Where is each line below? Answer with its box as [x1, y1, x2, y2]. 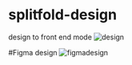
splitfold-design [8, 6, 118, 24]
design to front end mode [8, 32, 92, 42]
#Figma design [8, 47, 58, 57]
